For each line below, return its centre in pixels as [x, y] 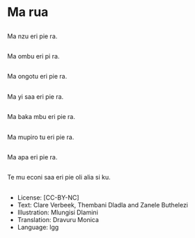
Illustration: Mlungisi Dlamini [58, 212]
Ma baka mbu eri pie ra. [41, 117]
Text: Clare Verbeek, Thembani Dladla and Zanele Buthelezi [103, 205]
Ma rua [28, 12]
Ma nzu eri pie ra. [32, 36]
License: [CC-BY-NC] [48, 197]
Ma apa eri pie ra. [32, 157]
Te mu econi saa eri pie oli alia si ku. [59, 177]
